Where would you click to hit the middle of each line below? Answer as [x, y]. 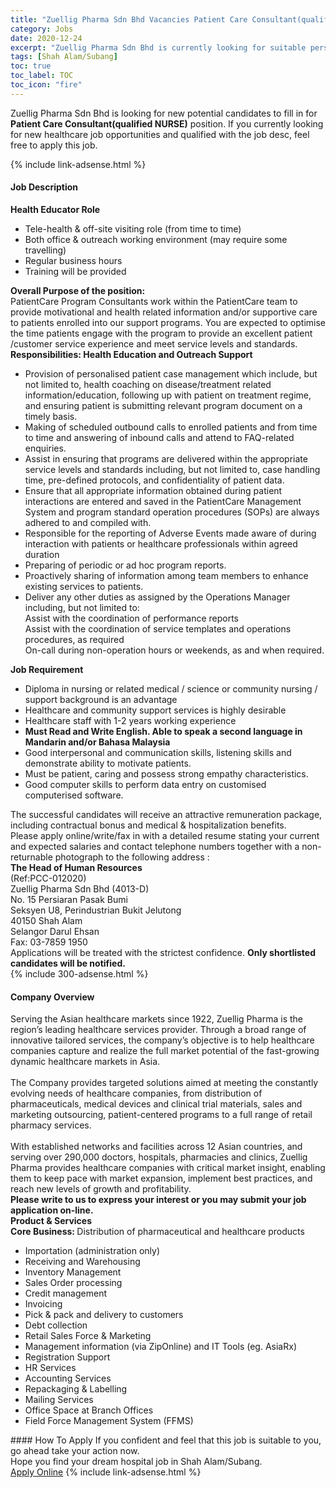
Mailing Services [59, 1400]
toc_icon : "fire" [46, 85]
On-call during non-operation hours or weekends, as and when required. [174, 650]
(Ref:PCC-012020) [48, 878]
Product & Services [51, 1221]
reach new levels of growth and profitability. [101, 1189]
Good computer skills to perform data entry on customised [145, 784]
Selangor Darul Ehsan [55, 931]
